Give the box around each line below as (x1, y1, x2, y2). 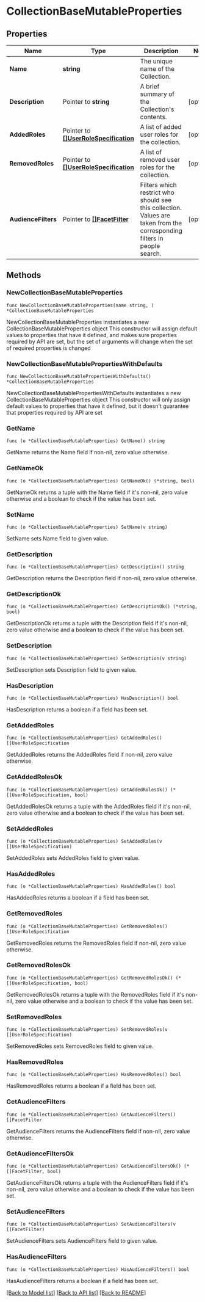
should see (140, 196, 172, 204)
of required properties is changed (6, 344, 91, 352)
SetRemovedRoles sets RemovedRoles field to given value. (6, 1042, 154, 1050)
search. (140, 249, 162, 258)
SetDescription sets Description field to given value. (6, 666, 137, 673)
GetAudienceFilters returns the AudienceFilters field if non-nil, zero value (6, 1127, 190, 1135)
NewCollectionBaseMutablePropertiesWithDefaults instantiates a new (6, 389, 181, 396)
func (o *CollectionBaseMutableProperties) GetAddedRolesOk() (6, 787, 168, 793)
